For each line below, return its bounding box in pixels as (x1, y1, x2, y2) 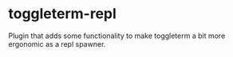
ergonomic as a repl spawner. (8, 39, 106, 48)
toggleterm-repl (8, 5, 117, 23)
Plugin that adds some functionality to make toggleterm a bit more (8, 31, 226, 40)
